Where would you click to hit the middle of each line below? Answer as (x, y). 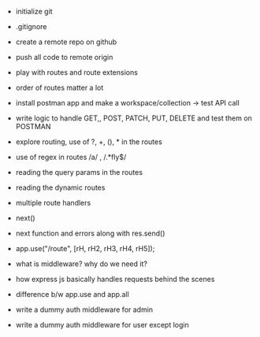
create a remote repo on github (66, 42)
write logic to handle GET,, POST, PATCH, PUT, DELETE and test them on (134, 118)
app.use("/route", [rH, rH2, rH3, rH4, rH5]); (85, 248)
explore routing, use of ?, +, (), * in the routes (89, 142)
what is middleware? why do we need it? (82, 264)
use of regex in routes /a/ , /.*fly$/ (71, 157)
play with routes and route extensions (76, 72)
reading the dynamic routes (60, 187)
